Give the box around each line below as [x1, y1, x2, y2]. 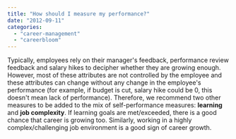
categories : [7, 23, 42, 30]
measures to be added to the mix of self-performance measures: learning [7, 101, 223, 109]
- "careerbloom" [13, 37, 61, 44]
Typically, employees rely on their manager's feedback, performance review [7, 56, 230, 64]
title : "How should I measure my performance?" [7, 10, 151, 18]
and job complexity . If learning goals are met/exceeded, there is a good [7, 109, 217, 117]
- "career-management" [13, 30, 81, 37]
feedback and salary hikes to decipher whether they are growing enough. [7, 64, 221, 72]
